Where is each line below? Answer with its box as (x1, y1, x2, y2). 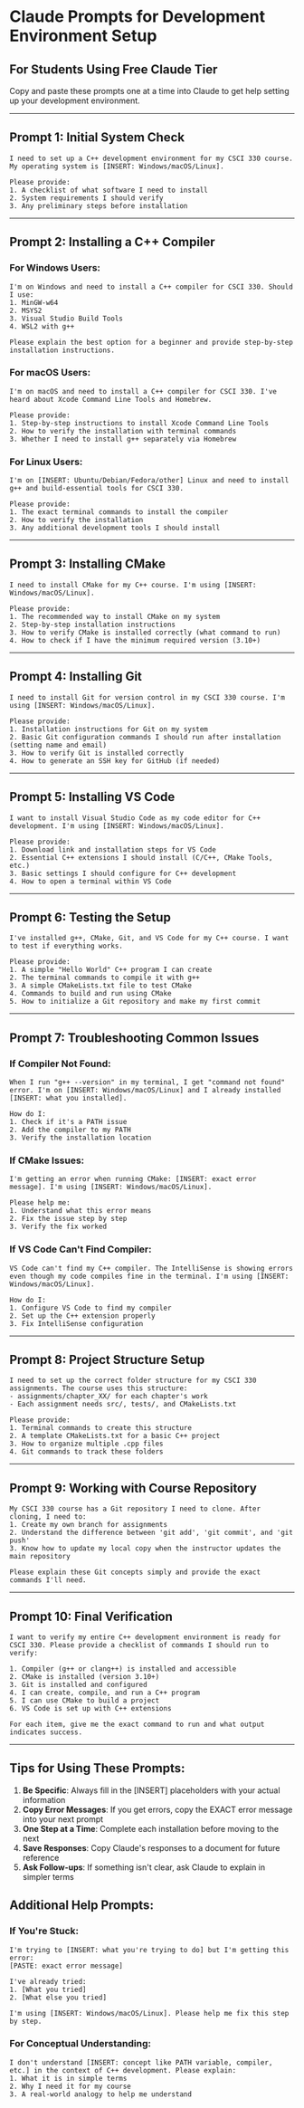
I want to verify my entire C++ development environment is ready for (9, 1633, 281, 1642)
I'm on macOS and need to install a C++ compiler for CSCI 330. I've (9, 386, 278, 396)
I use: (9, 290, 34, 300)
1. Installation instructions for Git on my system (9, 724, 208, 734)
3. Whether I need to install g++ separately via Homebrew (9, 434, 237, 444)
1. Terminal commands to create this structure (9, 1424, 193, 1433)
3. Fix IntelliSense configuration (9, 1319, 144, 1328)
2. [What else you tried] (9, 1993, 107, 2002)
